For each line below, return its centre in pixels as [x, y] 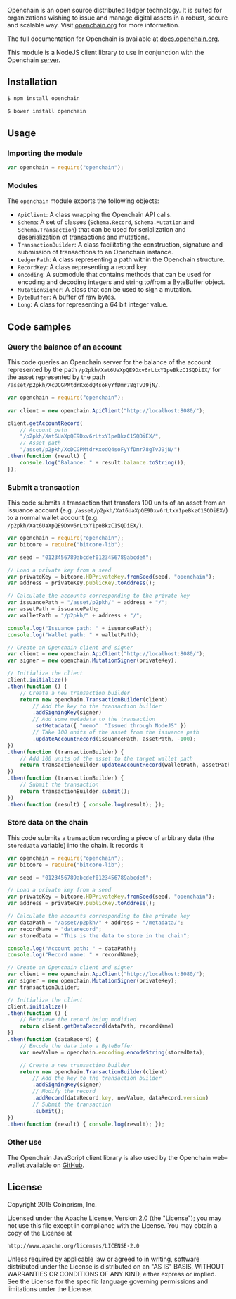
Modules [23, 186]
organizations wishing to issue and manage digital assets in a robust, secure [118, 18]
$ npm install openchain [44, 98]
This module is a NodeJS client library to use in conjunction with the [106, 53]
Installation [32, 82]
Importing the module [45, 153]
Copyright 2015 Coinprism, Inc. [52, 1204]
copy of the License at [40, 1233]
